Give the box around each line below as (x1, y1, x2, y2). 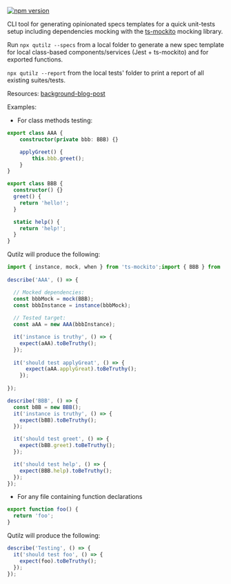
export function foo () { (7, 506, 79, 513)
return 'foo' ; (13, 512, 54, 520)
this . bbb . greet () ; (32, 155, 85, 162)
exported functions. (7, 55, 63, 64)
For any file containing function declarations (17, 493, 143, 501)
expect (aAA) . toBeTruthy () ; (19, 339, 97, 347)
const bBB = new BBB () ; (13, 404, 81, 411)
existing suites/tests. (7, 76, 66, 84)
